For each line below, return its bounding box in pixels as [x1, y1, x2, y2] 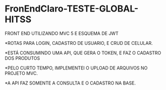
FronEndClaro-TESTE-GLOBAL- [5, 3, 139, 15]
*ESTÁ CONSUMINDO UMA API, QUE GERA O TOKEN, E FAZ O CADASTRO [5, 50, 161, 56]
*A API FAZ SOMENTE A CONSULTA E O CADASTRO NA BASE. [5, 80, 136, 86]
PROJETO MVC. [5, 70, 38, 76]
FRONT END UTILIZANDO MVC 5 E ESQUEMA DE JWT [5, 30, 119, 36]
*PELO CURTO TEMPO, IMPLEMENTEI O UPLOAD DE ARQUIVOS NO [5, 65, 148, 71]
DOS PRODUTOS [5, 55, 40, 61]
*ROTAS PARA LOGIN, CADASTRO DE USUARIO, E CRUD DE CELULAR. [5, 40, 153, 46]
